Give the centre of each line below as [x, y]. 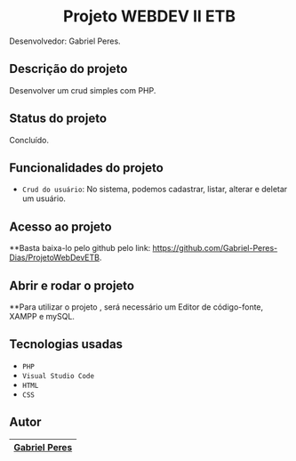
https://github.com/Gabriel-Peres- [215, 248]
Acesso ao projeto [61, 226]
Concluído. [29, 140]
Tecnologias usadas [66, 344]
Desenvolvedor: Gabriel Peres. [65, 41]
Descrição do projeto [68, 69]
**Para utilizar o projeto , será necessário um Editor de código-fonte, [136, 307]
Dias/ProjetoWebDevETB [55, 258]
